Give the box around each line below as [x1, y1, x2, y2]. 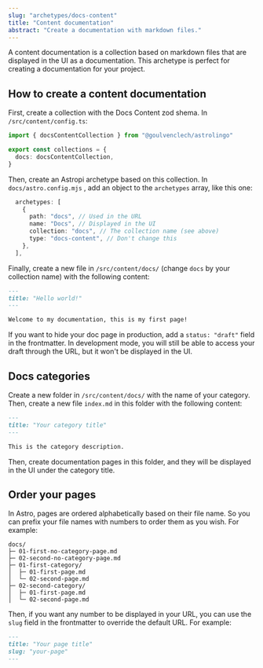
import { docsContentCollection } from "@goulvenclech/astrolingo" [8, 131, 234, 140]
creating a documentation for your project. [8, 64, 145, 74]
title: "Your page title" [8, 640, 93, 648]
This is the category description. [8, 442, 125, 450]
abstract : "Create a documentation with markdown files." [8, 26, 202, 34]
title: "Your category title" [8, 421, 108, 429]
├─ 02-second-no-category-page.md [8, 555, 122, 563]
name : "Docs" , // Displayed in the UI [28, 220, 156, 228]
